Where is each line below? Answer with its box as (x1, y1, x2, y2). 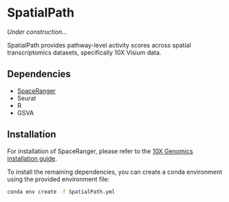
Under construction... (7, 28, 67, 36)
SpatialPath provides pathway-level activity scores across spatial (7, 41, 191, 49)
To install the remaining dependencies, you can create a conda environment (7, 168, 222, 176)
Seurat (17, 94, 36, 102)
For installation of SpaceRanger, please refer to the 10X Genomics (7, 147, 194, 155)
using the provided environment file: (7, 174, 110, 183)
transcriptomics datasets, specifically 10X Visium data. (7, 48, 162, 57)
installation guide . (7, 154, 57, 163)
